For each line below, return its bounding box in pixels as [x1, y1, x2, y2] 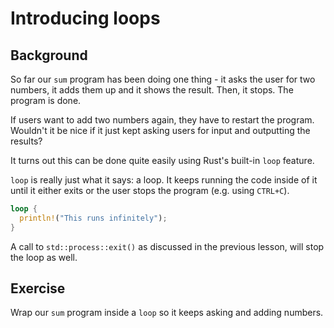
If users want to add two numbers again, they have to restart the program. [10, 114, 315, 126]
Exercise [10, 280, 66, 297]
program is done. [10, 95, 82, 106]
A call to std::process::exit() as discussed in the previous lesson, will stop [10, 240, 325, 252]
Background [10, 47, 88, 64]
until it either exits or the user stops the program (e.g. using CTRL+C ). [10, 185, 290, 196]
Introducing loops [10, 7, 161, 30]
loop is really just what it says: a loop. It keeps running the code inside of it [10, 174, 318, 186]
